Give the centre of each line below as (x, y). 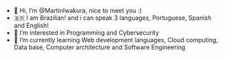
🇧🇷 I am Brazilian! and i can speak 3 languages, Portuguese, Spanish (112, 18)
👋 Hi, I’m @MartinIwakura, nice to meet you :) (78, 11)
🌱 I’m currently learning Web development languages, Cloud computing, (116, 40)
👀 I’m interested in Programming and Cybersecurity (86, 33)
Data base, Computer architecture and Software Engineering (99, 47)
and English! (31, 25)
